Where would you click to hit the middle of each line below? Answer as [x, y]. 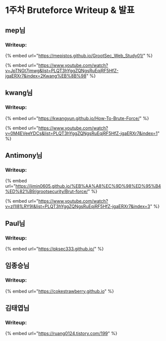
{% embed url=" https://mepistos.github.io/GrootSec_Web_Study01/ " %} [79, 55]
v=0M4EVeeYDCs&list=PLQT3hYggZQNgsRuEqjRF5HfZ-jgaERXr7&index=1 [82, 133]
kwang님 [19, 93]
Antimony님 [24, 155]
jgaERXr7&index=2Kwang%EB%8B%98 [46, 76]
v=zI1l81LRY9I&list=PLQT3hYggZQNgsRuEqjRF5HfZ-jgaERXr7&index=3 [78, 206]
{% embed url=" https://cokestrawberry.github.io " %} [60, 291]
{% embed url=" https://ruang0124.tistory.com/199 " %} [61, 334]
